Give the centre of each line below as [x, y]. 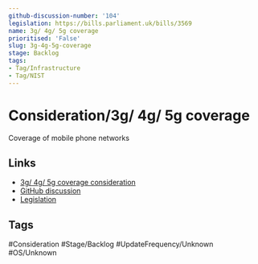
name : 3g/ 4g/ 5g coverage [53, 31]
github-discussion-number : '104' [64, 16]
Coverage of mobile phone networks [69, 138]
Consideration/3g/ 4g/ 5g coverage [129, 115]
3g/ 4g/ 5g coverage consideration [78, 183]
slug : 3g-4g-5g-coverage [50, 46]
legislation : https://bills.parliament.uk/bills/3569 [100, 23]
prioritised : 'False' [45, 38]
